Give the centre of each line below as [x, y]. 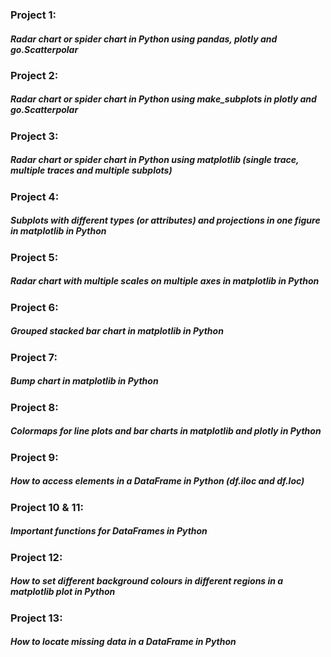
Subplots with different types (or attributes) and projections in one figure [165, 220]
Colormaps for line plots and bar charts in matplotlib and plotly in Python [166, 431]
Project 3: [34, 136]
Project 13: [36, 618]
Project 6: [34, 307]
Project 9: [34, 457]
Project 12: [36, 557]
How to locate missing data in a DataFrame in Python [123, 642]
